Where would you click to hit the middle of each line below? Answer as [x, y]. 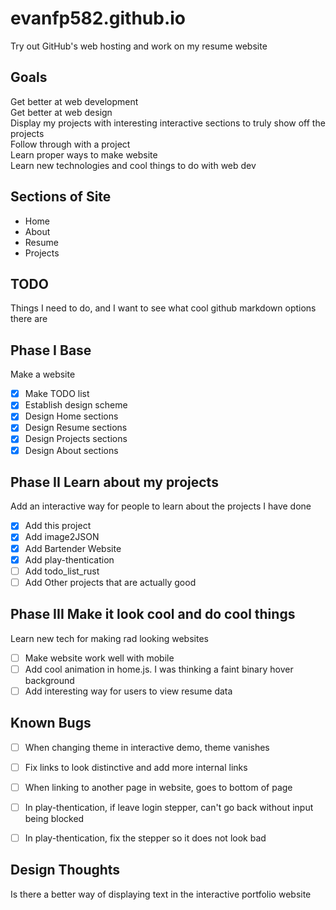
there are [29, 319]
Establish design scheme [76, 405]
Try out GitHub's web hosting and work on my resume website [139, 46]
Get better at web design [61, 112]
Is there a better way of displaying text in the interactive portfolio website [161, 894]
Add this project [58, 526]
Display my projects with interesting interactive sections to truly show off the [168, 123]
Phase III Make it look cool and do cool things [153, 614]
